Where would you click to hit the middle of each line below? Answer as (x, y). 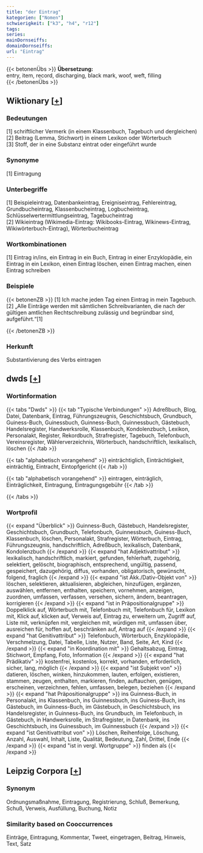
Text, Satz (19, 843)
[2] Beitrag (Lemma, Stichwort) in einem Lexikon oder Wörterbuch (89, 138)
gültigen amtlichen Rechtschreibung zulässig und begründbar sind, (90, 312)
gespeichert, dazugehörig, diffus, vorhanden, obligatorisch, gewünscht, (96, 570)
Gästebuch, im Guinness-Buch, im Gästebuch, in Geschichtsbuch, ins (93, 706)
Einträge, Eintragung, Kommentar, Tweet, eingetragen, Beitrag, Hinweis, (96, 837)
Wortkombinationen (36, 244)
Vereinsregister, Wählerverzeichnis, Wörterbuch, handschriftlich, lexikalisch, (101, 441)
